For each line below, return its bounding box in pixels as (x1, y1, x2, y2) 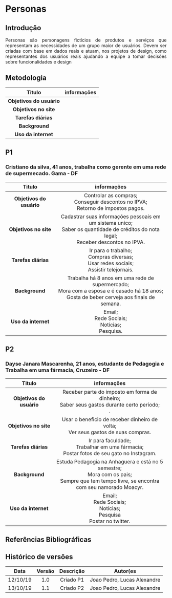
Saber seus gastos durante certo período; (59, 401, 160, 409)
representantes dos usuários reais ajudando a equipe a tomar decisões (5, 53, 167, 59)
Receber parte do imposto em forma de (62, 389, 157, 396)
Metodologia (5, 74, 47, 82)
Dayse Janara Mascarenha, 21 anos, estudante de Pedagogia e (5, 360, 164, 367)
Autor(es (114, 568, 137, 575)
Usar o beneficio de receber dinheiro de (61, 416, 158, 423)
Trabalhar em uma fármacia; (76, 443, 144, 451)
